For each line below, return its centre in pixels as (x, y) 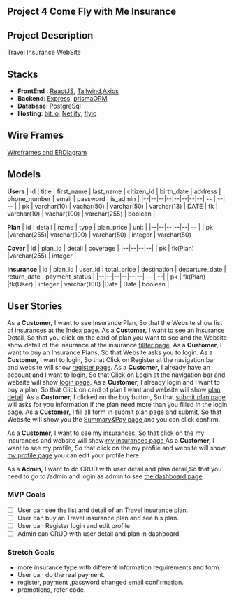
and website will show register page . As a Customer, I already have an (109, 368)
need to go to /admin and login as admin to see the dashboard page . (107, 476)
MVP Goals (27, 495)
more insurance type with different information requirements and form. (119, 567)
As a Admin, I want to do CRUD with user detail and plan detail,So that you (115, 469)
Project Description (50, 35)
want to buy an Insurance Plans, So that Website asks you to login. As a (110, 352)
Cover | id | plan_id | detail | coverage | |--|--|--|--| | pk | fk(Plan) (101, 248)
